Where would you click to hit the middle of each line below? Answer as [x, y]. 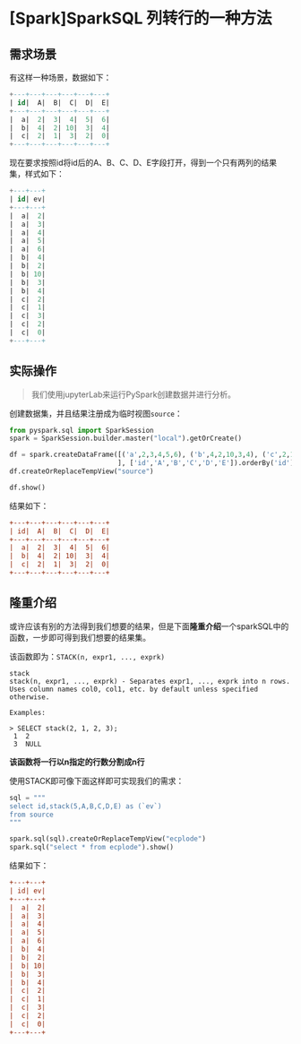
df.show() [28, 487]
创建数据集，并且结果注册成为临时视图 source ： [96, 413]
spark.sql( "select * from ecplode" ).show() [92, 848]
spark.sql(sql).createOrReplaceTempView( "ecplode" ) [107, 839]
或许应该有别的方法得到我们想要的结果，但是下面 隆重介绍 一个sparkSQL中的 [149, 626]
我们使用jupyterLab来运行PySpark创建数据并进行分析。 [133, 394]
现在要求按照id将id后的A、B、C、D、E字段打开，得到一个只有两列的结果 [143, 163]
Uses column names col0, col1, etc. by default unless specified [133, 689]
